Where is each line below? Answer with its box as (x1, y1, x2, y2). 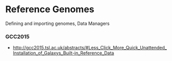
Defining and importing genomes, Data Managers (5, 20, 110, 26)
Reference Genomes (5, 4, 94, 15)
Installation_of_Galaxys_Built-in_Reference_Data (12, 50, 114, 56)
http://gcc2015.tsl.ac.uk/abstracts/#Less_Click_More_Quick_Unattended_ (12, 45, 167, 51)
